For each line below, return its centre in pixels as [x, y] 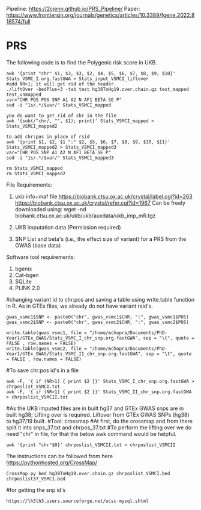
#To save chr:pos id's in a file [43, 370]
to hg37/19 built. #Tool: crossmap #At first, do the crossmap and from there [100, 421]
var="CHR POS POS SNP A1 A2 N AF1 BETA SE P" [64, 100]
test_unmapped [24, 95]
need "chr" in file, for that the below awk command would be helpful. [91, 434]
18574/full [19, 21]
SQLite [23, 281]
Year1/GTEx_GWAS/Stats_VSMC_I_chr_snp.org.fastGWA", [73, 338]
